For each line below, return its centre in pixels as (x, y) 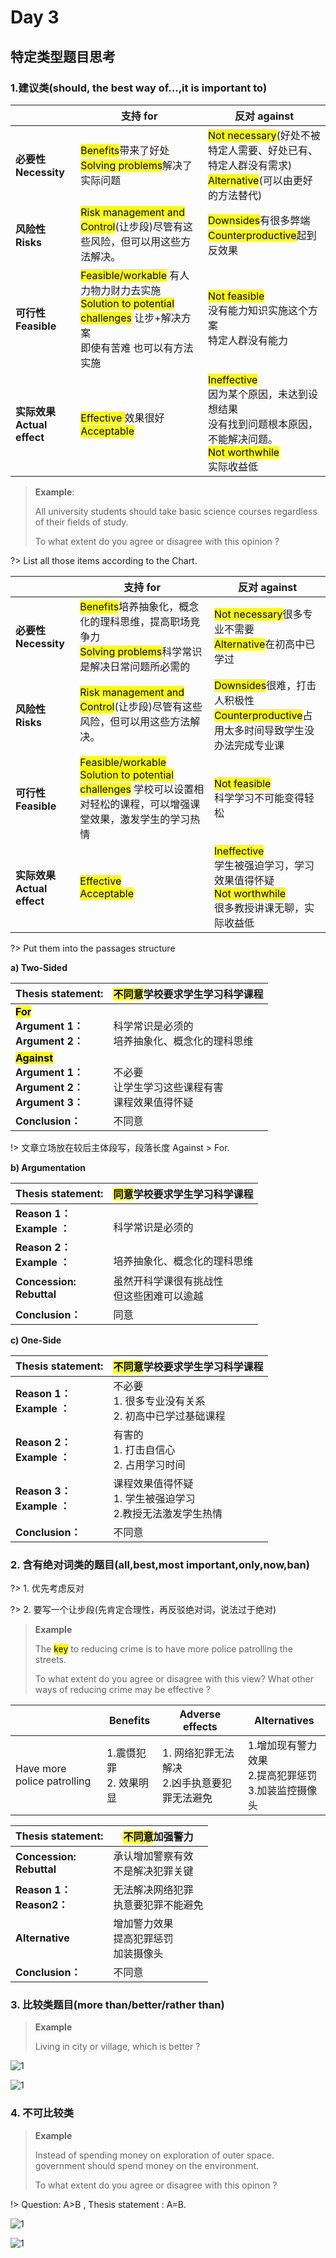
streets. (50, 1660)
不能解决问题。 (243, 439)
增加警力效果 (143, 1924)
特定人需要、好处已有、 (263, 150)
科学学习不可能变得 (259, 798)
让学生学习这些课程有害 (168, 1087)
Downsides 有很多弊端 (259, 220)
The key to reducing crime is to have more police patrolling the (163, 1649)
